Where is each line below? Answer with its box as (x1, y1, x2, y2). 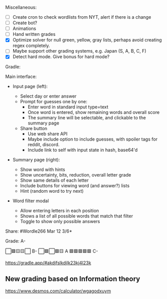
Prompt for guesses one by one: (20, 99, 88, 105)
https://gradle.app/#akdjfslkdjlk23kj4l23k (5, 260, 92, 266)
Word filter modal (12, 198, 49, 204)
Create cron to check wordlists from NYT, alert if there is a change (12, 14, 151, 20)
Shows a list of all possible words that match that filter (20, 213, 133, 219)
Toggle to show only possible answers (20, 219, 100, 225)
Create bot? (12, 20, 37, 26)
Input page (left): (12, 83, 48, 90)
